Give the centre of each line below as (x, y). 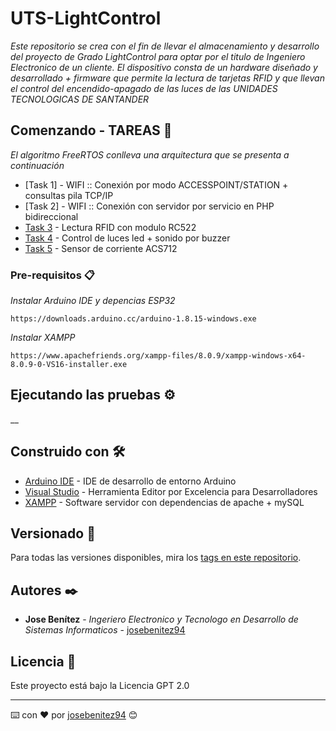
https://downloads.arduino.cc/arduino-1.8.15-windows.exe (133, 319)
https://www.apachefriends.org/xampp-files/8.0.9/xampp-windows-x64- (158, 356)
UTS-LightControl (86, 18)
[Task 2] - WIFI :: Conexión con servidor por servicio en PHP (149, 206)
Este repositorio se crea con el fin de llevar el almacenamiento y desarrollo (165, 46)
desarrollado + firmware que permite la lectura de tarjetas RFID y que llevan (167, 78)
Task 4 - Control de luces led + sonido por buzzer (127, 238)
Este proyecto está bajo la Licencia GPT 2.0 (100, 686)
